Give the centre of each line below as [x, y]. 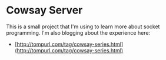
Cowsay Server [44, 10]
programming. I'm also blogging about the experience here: [78, 32]
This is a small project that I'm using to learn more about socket [83, 26]
